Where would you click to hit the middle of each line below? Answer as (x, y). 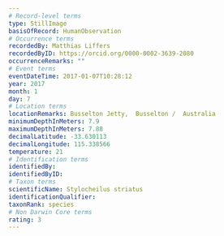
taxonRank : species (41, 204)
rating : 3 (25, 220)
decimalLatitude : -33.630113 (58, 136)
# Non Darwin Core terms (50, 212)
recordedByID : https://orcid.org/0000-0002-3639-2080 (101, 54)
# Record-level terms (45, 16)
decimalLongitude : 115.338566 (60, 144)
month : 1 (23, 91)
